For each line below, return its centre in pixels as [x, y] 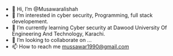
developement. [30, 21]
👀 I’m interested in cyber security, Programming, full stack [82, 15]
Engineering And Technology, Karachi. [58, 34]
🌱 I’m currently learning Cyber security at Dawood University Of [89, 27]
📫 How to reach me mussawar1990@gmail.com [70, 46]
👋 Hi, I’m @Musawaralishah [45, 9]
